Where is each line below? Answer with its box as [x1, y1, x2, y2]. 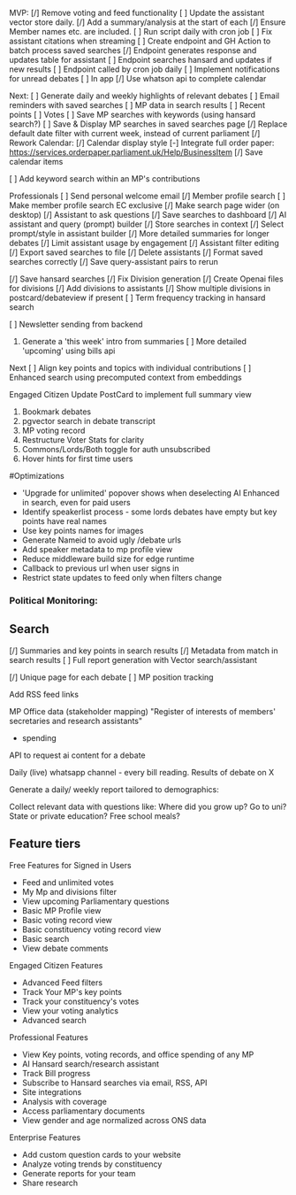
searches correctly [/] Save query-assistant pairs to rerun [9, 257, 219, 266]
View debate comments [21, 943, 109, 953]
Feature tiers [9, 836, 81, 852]
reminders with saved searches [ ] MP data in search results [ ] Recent [9, 100, 265, 110]
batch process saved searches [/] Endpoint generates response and [9, 45, 257, 56]
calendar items [9, 157, 64, 166]
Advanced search [21, 1014, 87, 1025]
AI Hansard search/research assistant [21, 1058, 160, 1069]
